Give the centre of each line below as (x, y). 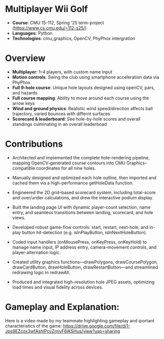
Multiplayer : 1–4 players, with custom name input (62, 72)
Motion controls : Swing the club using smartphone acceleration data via (86, 77)
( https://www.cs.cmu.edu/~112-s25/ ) (49, 28)
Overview (25, 58)
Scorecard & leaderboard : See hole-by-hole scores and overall (76, 119)
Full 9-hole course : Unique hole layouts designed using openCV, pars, (83, 88)
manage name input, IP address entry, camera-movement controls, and (84, 247)
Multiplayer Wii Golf (47, 9)
